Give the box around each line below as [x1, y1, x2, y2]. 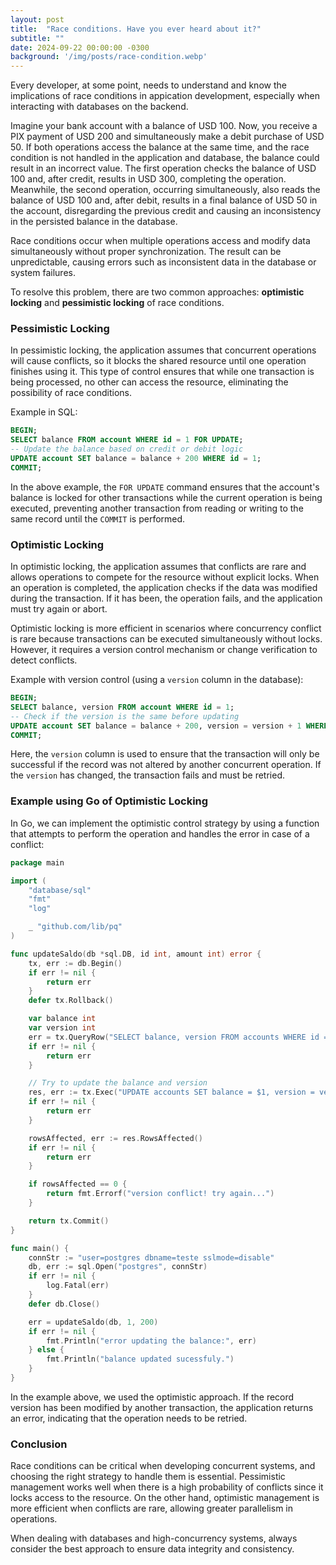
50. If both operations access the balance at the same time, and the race [10, 141, 310, 153]
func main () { [10, 1243, 70, 1253]
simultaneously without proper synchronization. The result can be [10, 246, 282, 258]
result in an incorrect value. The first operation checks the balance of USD [10, 162, 317, 175]
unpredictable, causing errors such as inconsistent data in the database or [10, 256, 317, 268]
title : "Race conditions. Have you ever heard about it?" [10, 24, 262, 34]
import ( [10, 876, 47, 886]
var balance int [28, 1014, 97, 1024]
